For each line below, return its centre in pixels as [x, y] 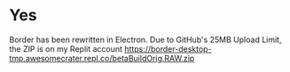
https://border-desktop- [168, 48]
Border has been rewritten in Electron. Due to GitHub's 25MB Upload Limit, [145, 40]
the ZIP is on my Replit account [66, 48]
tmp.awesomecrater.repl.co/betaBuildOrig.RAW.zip [102, 58]
